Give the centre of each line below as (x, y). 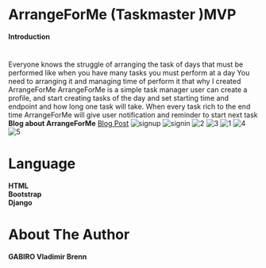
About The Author (69, 235)
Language (42, 164)
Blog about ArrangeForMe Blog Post (69, 124)
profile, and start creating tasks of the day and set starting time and (118, 98)
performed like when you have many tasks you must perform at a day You (129, 73)
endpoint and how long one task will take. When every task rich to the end (129, 107)
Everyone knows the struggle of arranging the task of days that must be (126, 64)
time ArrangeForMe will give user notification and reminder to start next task (133, 115)
